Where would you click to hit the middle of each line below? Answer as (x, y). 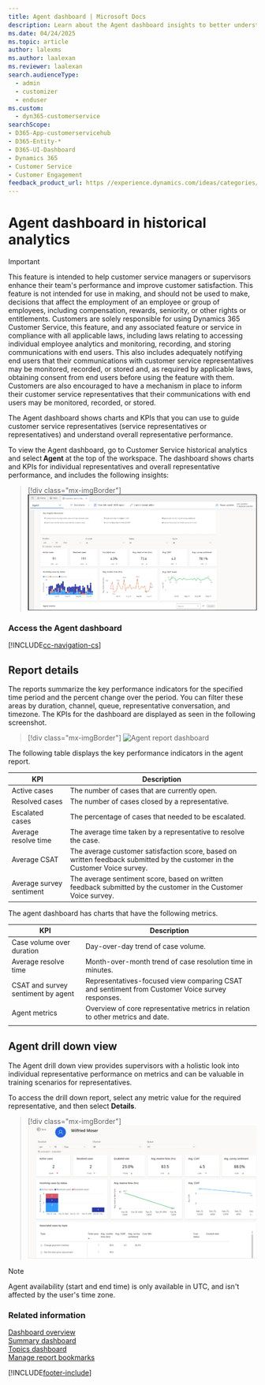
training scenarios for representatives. (70, 1082)
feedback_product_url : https (56, 183)
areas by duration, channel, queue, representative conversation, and (119, 706)
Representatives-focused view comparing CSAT (164, 981)
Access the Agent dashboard (65, 629)
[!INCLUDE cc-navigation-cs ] (55, 645)
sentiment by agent (43, 993)
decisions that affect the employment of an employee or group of (114, 302)
